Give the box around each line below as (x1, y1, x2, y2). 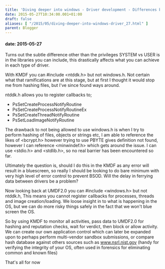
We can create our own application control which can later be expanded (5, 229, 151, 235)
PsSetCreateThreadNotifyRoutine (12, 112, 80, 118)
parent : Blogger (5, 26, 38, 31)
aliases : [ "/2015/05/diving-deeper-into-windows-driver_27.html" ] (5, 21, 148, 26)
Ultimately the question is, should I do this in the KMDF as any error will (5, 162, 149, 168)
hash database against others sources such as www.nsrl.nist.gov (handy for (5, 239, 159, 245)
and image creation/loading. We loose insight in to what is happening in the (5, 198, 157, 204)
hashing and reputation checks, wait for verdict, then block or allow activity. (5, 224, 159, 230)
